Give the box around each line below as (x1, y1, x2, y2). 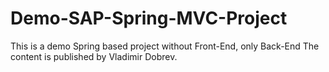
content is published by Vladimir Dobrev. (10, 50, 178, 62)
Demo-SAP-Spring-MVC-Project (10, 7, 288, 30)
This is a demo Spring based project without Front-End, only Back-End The (10, 40, 320, 52)
